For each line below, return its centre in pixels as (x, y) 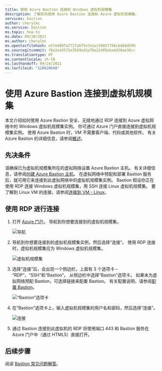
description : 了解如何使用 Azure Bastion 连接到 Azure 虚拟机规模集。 (72, 14)
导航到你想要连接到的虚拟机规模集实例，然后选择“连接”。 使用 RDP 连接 (84, 242)
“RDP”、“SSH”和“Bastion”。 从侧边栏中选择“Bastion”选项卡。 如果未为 (82, 275)
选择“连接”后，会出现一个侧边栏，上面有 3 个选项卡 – (65, 269)
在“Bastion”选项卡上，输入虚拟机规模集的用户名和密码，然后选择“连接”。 (85, 308)
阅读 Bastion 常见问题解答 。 (33, 364)
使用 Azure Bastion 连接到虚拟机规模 (79, 94)
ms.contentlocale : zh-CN (30, 59)
